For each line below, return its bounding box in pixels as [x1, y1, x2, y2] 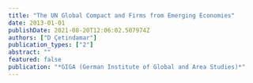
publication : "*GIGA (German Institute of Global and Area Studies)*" [8, 63, 246, 71]
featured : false [8, 56, 62, 64]
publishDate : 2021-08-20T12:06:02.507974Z [8, 26, 150, 34]
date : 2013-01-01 [8, 19, 66, 27]
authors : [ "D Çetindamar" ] [8, 33, 97, 42]
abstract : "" [8, 48, 51, 56]
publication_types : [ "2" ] [8, 41, 93, 49]
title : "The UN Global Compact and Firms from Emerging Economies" [8, 11, 236, 20]
